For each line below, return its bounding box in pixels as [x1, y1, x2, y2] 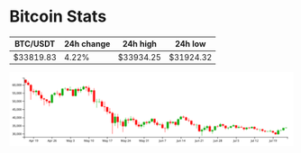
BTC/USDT [14, 39, 56, 49]
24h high [122, 39, 158, 49]
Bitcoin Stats [9, 6, 107, 27]
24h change [64, 39, 111, 49]
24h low [174, 39, 206, 49]
